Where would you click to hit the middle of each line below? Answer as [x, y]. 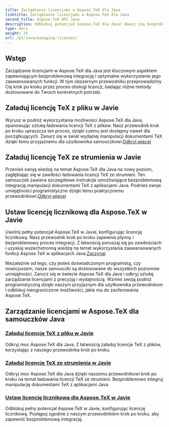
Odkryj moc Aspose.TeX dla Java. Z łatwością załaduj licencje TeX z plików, [83, 344]
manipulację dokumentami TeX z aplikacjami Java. [57, 385]
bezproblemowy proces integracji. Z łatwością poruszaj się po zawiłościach [83, 243]
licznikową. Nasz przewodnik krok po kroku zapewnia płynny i [70, 237]
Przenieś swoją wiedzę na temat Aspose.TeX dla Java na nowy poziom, [79, 169]
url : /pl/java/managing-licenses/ [41, 38]
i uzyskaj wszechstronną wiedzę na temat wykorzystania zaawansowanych [83, 248]
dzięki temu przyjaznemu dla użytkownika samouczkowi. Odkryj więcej [78, 141]
